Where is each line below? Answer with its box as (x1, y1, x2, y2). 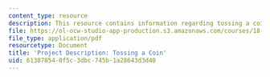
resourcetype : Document (8, 42, 88, 50)
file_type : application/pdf (8, 34, 103, 43)
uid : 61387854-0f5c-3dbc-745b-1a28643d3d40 (8, 57, 157, 65)
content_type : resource (8, 11, 88, 20)
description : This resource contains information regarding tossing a (8, 19, 250, 27)
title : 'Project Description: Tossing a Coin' (8, 49, 167, 57)
